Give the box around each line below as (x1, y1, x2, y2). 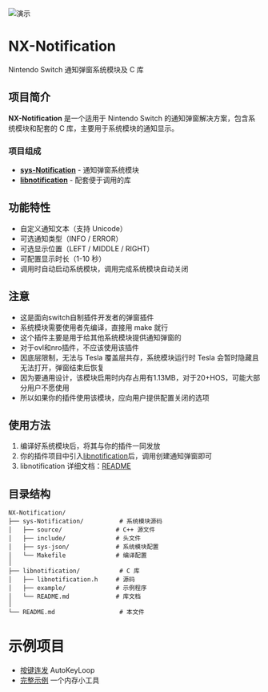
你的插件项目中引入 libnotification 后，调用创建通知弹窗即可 (19, 451, 212, 461)
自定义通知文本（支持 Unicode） (19, 223, 127, 233)
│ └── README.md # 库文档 (8, 592, 142, 601)
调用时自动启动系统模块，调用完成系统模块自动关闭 (19, 263, 189, 273)
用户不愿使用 (26, 382, 70, 393)
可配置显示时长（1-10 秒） (19, 254, 106, 263)
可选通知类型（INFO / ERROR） (19, 234, 123, 243)
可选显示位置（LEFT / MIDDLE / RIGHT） (19, 243, 154, 253)
